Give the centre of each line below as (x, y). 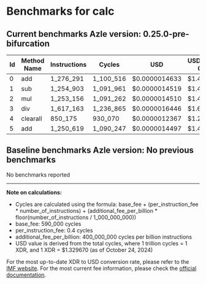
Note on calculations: (34, 192)
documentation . (26, 275)
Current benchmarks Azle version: (74, 34)
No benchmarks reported (38, 175)
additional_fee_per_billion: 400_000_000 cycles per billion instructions (103, 237)
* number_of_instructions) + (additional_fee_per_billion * (86, 210)
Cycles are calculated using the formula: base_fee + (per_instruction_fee (107, 204)
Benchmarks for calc (60, 11)
